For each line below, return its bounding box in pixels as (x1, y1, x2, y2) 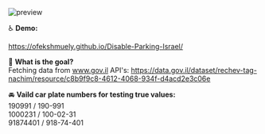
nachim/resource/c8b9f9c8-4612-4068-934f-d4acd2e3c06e (8, 74, 211, 83)
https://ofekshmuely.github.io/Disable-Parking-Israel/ (8, 42, 184, 51)
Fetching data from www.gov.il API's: (8, 66, 130, 75)
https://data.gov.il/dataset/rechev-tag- (131, 66, 257, 75)
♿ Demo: (8, 24, 38, 33)
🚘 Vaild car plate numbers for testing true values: (8, 90, 176, 99)
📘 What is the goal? (8, 57, 74, 67)
